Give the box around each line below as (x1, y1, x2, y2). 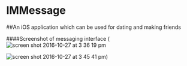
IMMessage (6, 4, 66, 17)
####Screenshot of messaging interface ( (6, 35, 110, 42)
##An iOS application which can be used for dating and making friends (6, 23, 182, 31)
